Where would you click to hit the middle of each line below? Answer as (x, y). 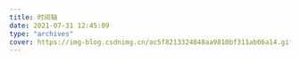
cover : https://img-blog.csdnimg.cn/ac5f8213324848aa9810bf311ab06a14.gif (151, 42)
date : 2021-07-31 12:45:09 (59, 26)
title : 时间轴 (33, 17)
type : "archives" (42, 34)
